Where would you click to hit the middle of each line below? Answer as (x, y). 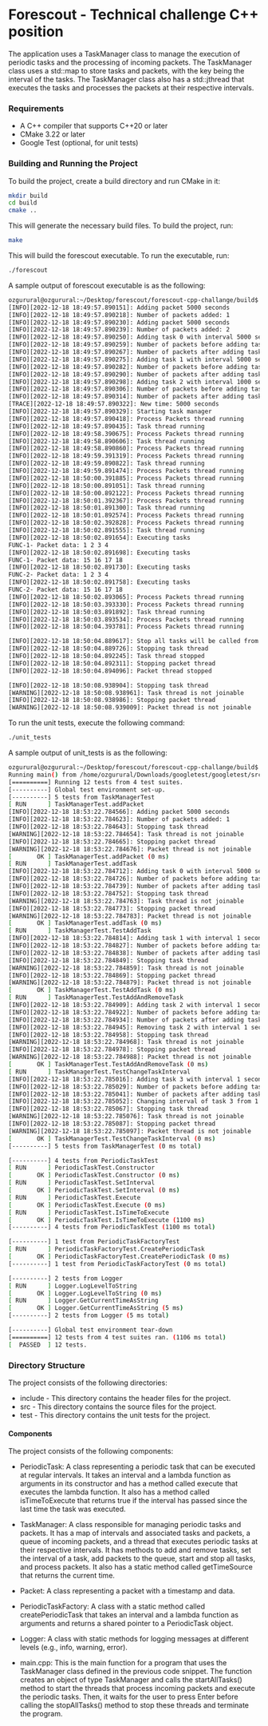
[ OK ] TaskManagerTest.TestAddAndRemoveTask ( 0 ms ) (108, 1065)
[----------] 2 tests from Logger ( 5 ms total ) (89, 1315)
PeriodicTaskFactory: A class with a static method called (112, 1606)
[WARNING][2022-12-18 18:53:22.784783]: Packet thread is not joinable (130, 916)
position (36, 32)
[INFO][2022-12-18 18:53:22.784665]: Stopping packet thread (112, 841)
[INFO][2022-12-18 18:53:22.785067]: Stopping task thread (108, 1109)
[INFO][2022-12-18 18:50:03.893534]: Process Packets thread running (126, 619)
